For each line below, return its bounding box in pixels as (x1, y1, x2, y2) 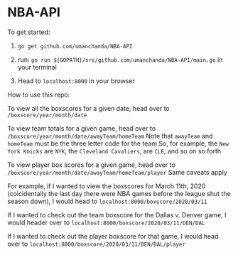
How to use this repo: (7, 90, 70, 99)
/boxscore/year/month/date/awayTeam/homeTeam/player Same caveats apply (7, 168, 227, 176)
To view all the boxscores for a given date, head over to (7, 104, 170, 112)
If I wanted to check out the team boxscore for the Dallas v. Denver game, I (7, 210, 227, 219)
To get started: (7, 28, 51, 36)
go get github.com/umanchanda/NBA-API (17, 43, 133, 50)
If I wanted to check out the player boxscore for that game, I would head (7, 232, 219, 240)
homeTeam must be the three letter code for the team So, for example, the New (7, 139, 229, 148)
